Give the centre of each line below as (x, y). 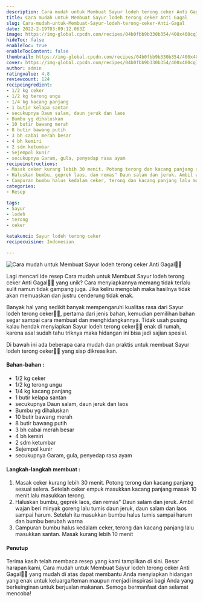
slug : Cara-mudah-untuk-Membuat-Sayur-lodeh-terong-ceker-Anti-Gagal (96, 23)
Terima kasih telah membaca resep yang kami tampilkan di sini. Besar (93, 561)
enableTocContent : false (37, 51)
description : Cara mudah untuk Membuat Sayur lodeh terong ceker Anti (97, 12)
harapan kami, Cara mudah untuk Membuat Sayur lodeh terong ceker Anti (98, 568)
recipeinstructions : (32, 164)
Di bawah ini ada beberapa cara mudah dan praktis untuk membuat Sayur (98, 344)
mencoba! (19, 594)
